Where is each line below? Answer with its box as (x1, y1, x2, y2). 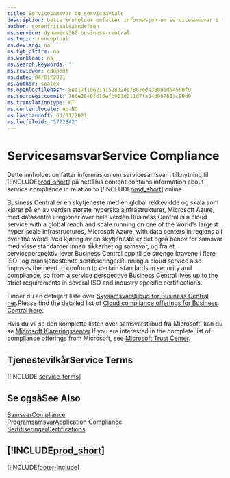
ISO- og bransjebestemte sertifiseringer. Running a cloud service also (7, 256, 202, 265)
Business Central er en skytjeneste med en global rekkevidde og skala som (7, 198, 219, 206)
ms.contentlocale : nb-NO (7, 106, 78, 112)
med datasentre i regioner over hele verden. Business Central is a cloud (7, 213, 207, 222)
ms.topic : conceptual (7, 36, 69, 43)
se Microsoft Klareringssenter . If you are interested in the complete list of (7, 327, 211, 335)
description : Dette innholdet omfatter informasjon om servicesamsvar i (7, 16, 219, 23)
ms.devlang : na (7, 42, 51, 49)
